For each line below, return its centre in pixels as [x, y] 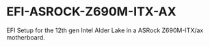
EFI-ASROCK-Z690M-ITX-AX [91, 12]
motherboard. [26, 37]
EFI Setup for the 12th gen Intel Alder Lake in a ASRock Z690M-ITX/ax [105, 30]
